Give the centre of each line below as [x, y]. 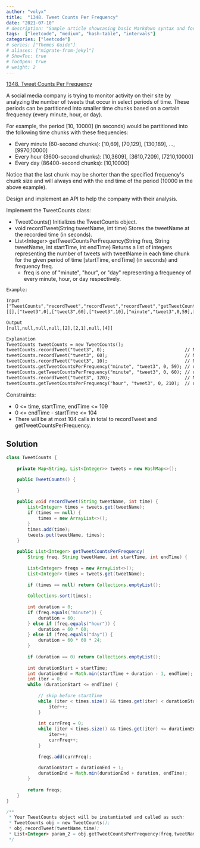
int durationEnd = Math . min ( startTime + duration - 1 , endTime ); [110, 674]
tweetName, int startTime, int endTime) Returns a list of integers [93, 247]
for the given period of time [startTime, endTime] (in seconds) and [96, 260]
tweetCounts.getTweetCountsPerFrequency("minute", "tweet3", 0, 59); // [98, 367]
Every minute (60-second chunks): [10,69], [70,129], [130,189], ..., [95, 144]
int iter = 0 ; [45, 679]
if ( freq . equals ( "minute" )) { [65, 612]
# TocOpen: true [26, 61]
